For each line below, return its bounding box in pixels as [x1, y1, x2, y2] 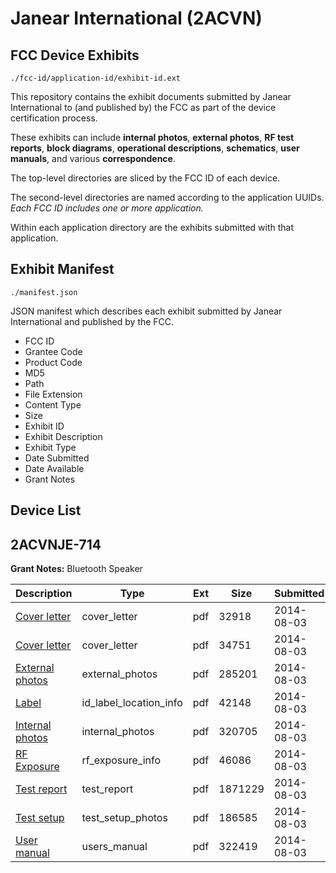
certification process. [10, 112, 98, 124]
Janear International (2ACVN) [10, 7, 263, 30]
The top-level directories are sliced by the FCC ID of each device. [10, 172, 281, 184]
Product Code [24, 356, 83, 368]
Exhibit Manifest [10, 261, 115, 278]
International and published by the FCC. [10, 315, 175, 327]
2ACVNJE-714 [10, 536, 102, 553]
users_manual [81, 840, 148, 854]
